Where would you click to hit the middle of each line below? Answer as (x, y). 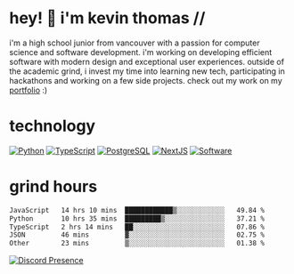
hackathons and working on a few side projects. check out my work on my (146, 80)
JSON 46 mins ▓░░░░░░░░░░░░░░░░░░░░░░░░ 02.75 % (137, 235)
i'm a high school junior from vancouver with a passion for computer (135, 43)
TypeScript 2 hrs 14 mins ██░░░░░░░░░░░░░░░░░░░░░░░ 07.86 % (137, 227)
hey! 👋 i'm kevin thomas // (107, 18)
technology (53, 126)
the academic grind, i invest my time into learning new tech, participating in (147, 71)
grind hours (53, 187)
